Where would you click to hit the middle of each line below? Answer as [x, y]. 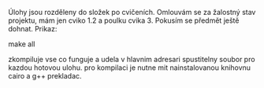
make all [22, 44]
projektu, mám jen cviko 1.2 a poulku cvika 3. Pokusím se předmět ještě [124, 20]
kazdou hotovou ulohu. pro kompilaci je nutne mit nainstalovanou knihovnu [129, 68]
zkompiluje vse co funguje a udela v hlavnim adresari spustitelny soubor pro [132, 59]
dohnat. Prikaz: [33, 29]
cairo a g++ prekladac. [45, 76]
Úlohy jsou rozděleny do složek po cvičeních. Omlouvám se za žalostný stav [132, 12]
